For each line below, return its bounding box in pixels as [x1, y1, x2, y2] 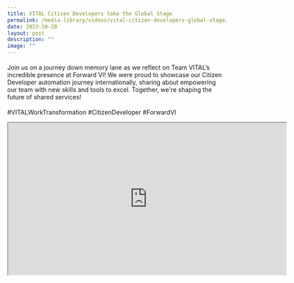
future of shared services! [7, 93, 82, 101]
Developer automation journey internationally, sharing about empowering [7, 78, 217, 86]
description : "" [7, 36, 54, 43]
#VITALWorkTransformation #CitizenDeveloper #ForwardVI [7, 108, 177, 116]
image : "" [7, 42, 36, 49]
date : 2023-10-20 [7, 23, 58, 30]
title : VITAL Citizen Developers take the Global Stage [7, 10, 172, 17]
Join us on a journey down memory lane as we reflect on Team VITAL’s [7, 63, 211, 72]
